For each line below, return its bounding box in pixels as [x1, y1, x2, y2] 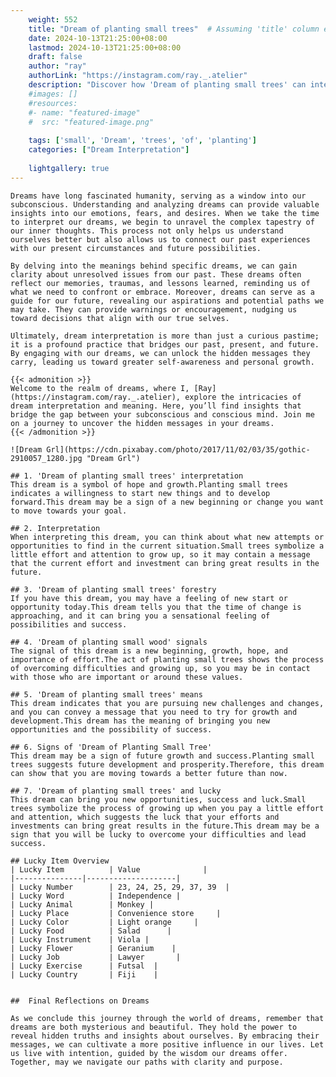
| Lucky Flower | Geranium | [10, 943, 177, 953]
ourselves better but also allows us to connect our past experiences [10, 234, 311, 245]
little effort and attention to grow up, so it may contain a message [10, 549, 311, 560]
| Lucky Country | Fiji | [10, 969, 159, 980]
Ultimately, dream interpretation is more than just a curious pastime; [10, 331, 320, 341]
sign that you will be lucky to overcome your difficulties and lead [10, 829, 307, 840]
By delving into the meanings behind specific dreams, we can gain [10, 261, 298, 271]
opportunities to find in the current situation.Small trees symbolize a [10, 541, 325, 551]
